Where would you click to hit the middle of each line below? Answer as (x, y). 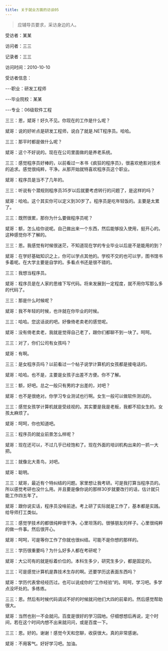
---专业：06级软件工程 (28, 109)
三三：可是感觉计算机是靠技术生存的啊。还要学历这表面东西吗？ (71, 571)
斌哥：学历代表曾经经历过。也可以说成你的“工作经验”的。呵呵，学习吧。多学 (84, 582)
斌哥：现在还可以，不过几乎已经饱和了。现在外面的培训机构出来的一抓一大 (82, 444)
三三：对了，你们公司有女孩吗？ (38, 342)
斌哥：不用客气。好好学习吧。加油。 (42, 643)
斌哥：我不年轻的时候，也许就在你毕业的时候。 (53, 311)
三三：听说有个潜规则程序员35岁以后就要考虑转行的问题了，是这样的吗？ (80, 190)
